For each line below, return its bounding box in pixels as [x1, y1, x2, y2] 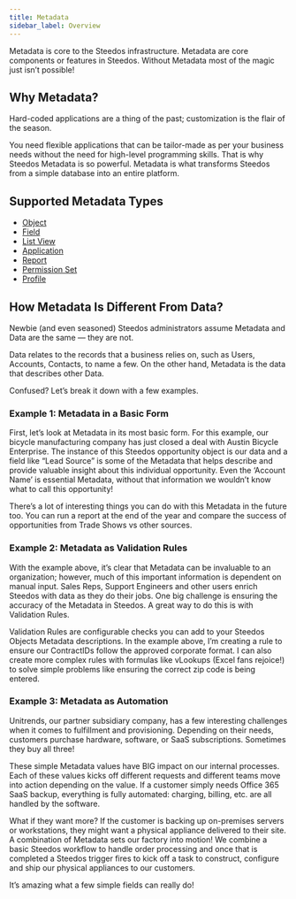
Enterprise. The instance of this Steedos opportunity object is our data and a [9, 446, 288, 457]
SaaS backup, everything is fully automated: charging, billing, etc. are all [9, 788, 272, 799]
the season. [9, 123, 52, 134]
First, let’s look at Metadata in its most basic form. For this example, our [9, 427, 269, 438]
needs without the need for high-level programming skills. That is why [9, 150, 264, 160]
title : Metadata [9, 12, 69, 22]
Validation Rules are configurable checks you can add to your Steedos [9, 626, 265, 637]
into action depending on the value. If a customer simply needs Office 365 [9, 780, 280, 790]
